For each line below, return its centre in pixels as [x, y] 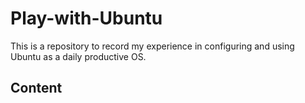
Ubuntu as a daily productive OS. [78, 56]
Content [36, 88]
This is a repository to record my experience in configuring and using [152, 46]
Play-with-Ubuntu [86, 18]
